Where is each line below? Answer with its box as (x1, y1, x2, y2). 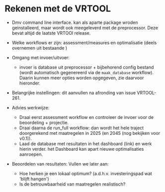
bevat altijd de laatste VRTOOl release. (11, 30, 91, 36)
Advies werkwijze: (11, 104, 50, 110)
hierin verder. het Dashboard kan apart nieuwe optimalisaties (19, 146, 144, 152)
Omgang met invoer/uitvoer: (11, 54, 70, 60)
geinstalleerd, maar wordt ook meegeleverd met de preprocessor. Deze (11, 24, 159, 30)
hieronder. (19, 80, 41, 86)
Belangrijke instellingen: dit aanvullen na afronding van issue (11, 90, 136, 96)
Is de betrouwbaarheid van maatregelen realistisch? (19, 181, 126, 187)
